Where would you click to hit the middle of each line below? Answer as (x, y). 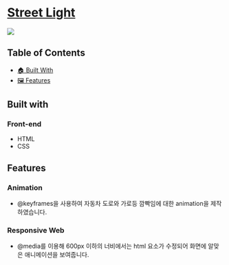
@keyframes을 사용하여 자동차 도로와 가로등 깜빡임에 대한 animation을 (113, 204)
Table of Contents (46, 53)
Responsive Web (36, 231)
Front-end (24, 124)
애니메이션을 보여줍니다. (57, 255)
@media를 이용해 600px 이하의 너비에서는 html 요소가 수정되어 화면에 (112, 246)
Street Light (41, 13)
